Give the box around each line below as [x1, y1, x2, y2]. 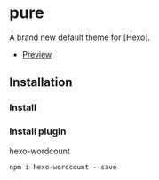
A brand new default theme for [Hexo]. [9, 32, 151, 43]
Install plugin [9, 125, 67, 137]
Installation [9, 74, 73, 90]
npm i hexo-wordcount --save [9, 162, 117, 171]
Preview [21, 49, 52, 59]
